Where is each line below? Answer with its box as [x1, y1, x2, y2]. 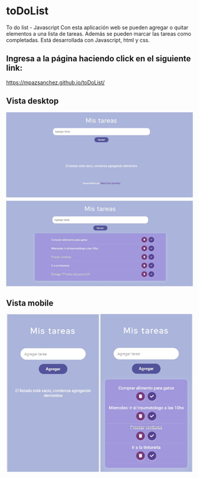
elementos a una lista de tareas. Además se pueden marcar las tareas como [6, 30, 191, 37]
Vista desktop [6, 96, 59, 106]
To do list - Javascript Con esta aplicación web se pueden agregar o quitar [6, 24, 188, 31]
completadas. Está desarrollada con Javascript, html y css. [6, 36, 150, 43]
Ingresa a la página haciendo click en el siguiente [6, 54, 191, 64]
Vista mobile [6, 298, 54, 308]
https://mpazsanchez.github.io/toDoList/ [6, 78, 105, 86]
